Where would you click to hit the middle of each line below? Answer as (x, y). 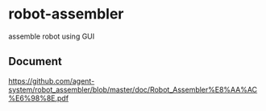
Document (35, 62)
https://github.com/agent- (52, 80)
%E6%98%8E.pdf (39, 98)
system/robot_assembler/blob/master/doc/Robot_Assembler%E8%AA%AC (133, 89)
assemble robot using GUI (52, 36)
